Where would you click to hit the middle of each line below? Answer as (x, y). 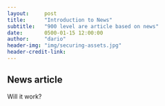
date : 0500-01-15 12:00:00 (55, 33)
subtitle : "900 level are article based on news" (83, 26)
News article (35, 80)
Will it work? (25, 96)
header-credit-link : (37, 52)
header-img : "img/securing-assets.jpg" (65, 45)
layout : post (32, 13)
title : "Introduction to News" (60, 20)
